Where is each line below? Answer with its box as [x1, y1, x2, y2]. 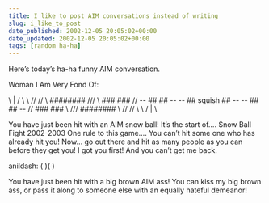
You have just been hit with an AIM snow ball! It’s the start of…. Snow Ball [8, 120, 252, 129]
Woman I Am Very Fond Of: [8, 80, 99, 90]
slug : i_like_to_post [8, 19, 82, 27]
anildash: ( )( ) [8, 161, 55, 171]
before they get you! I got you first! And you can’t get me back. [8, 146, 218, 155]
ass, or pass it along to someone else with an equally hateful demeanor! [8, 185, 248, 195]
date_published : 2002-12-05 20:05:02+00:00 [8, 27, 158, 35]
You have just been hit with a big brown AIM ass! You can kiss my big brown [8, 177, 262, 187]
